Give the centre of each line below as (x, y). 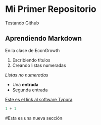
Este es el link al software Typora (39, 99)
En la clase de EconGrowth (33, 50)
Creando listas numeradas (39, 65)
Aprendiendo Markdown (44, 38)
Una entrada (25, 84)
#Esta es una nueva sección (34, 118)
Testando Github (22, 23)
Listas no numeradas (27, 75)
